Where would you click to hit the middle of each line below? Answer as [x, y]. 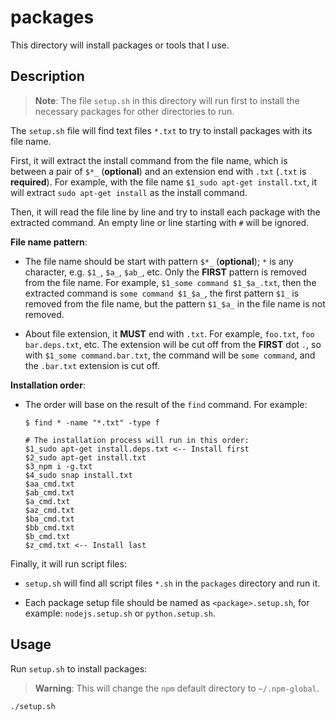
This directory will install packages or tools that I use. [120, 45]
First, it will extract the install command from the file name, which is [149, 160]
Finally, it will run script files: [68, 563]
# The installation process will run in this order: [137, 440]
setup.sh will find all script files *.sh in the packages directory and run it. [172, 583]
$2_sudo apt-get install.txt [85, 457]
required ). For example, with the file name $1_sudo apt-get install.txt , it [164, 182]
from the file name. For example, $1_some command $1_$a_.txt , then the [170, 282]
